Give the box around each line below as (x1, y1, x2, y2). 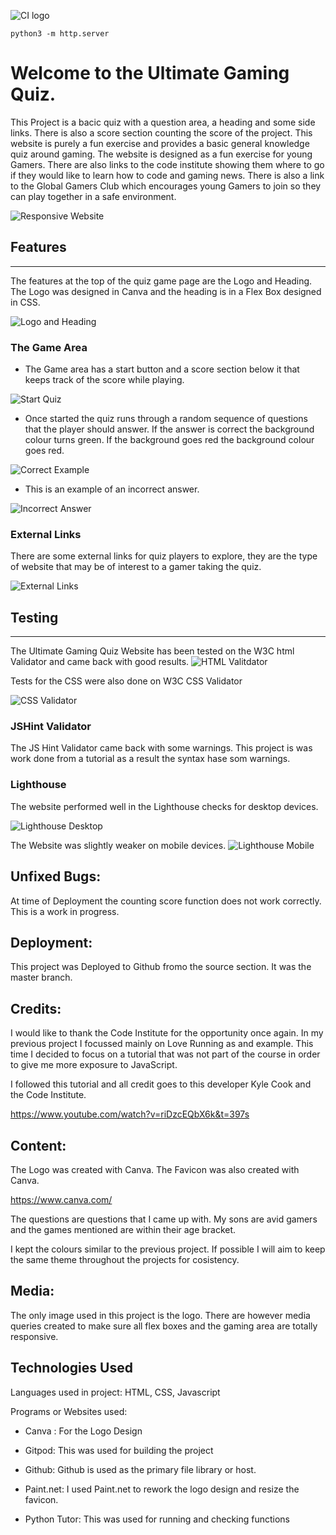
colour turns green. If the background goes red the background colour (24, 434, 315, 446)
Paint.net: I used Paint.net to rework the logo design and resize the (24, 1483, 300, 1495)
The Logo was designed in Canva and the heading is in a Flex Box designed (10, 285, 322, 297)
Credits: (10, 1000, 62, 1017)
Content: (10, 1137, 67, 1154)
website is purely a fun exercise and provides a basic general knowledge (10, 137, 310, 149)
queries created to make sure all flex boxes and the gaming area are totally (10, 1320, 318, 1332)
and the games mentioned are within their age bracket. (10, 1224, 237, 1235)
